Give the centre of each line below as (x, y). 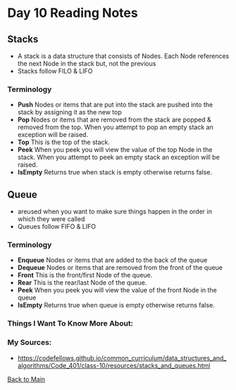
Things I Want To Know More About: (70, 324)
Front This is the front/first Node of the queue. (85, 275)
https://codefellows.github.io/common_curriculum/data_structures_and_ (122, 357)
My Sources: (30, 343)
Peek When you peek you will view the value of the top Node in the (115, 150)
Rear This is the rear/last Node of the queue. (82, 283)
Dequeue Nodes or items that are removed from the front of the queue (120, 268)
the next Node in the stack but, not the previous (87, 64)
